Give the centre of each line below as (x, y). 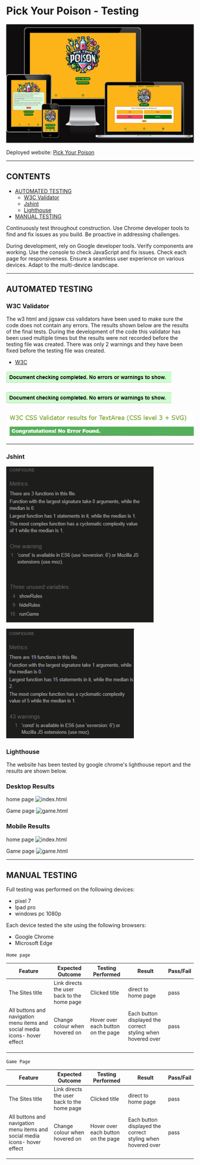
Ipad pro (25, 907)
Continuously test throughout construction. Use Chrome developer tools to (98, 228)
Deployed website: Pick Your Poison (50, 152)
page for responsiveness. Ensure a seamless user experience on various (95, 258)
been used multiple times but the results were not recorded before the (92, 338)
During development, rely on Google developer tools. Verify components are (100, 246)
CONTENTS (28, 177)
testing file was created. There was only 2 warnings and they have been (95, 345)
